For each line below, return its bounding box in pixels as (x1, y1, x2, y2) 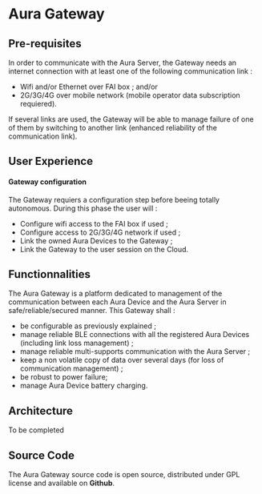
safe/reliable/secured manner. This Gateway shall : (8, 306, 175, 315)
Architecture (8, 404, 74, 417)
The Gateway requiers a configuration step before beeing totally (8, 195, 220, 204)
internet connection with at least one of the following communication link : (8, 66, 252, 76)
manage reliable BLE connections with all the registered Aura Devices (19, 330, 250, 339)
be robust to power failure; (19, 372, 108, 382)
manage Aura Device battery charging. (19, 381, 148, 391)
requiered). (19, 99, 58, 108)
